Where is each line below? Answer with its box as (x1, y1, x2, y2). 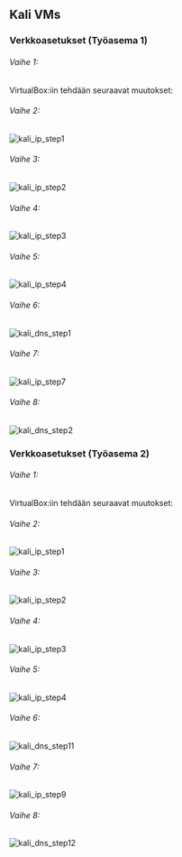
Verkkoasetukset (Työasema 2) (9, 447, 150, 459)
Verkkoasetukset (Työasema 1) (9, 34, 149, 47)
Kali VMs (9, 7, 61, 23)
